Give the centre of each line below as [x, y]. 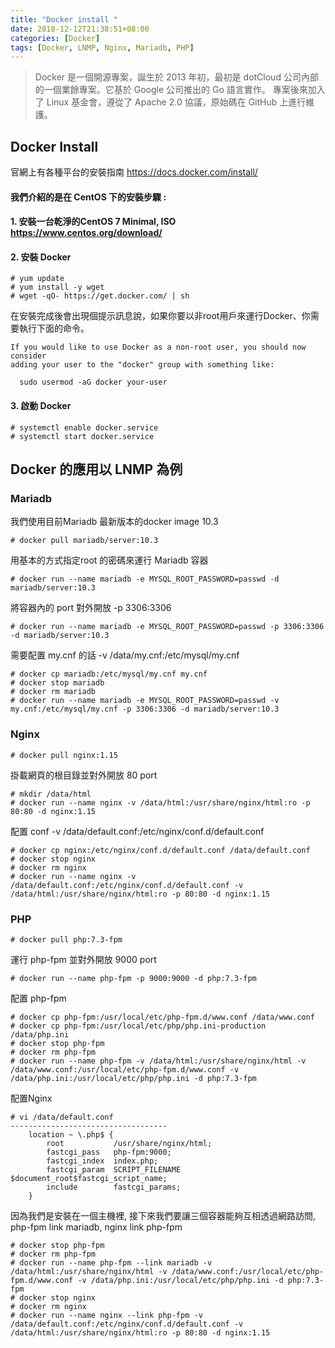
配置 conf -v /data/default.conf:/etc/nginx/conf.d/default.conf [137, 831]
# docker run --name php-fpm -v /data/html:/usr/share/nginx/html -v [158, 1061]
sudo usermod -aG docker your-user [93, 382]
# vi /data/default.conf [62, 1117]
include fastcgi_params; [114, 1187]
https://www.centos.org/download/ [86, 233]
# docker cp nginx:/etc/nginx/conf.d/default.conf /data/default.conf [160, 850]
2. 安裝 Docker [41, 257]
